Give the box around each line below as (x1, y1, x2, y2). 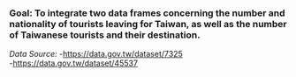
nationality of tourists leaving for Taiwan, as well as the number (9, 17, 287, 30)
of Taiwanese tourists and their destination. (9, 29, 201, 41)
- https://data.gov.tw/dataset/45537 (9, 58, 139, 68)
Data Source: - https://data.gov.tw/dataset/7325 (9, 49, 183, 59)
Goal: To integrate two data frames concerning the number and (9, 7, 285, 19)
